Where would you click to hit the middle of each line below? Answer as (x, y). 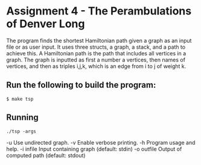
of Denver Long (46, 24)
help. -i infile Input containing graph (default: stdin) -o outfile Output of (94, 149)
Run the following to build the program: (81, 85)
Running (23, 118)
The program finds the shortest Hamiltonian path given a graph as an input (99, 40)
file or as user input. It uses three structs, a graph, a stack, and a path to (96, 47)
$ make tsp (20, 99)
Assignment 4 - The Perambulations (99, 11)
